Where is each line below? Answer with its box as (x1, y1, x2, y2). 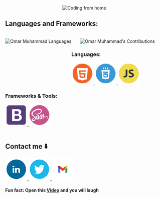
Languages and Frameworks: (5, 20, 98, 28)
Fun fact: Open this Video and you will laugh (5, 187, 99, 193)
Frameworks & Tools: (5, 93, 58, 100)
